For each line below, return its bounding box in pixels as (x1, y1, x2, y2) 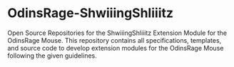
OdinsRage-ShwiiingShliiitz (7, 5, 173, 21)
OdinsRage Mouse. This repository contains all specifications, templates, (7, 36, 222, 44)
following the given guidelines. (7, 51, 98, 60)
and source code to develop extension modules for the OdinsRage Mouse (7, 43, 224, 52)
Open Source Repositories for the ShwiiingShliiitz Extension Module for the (7, 29, 227, 37)
